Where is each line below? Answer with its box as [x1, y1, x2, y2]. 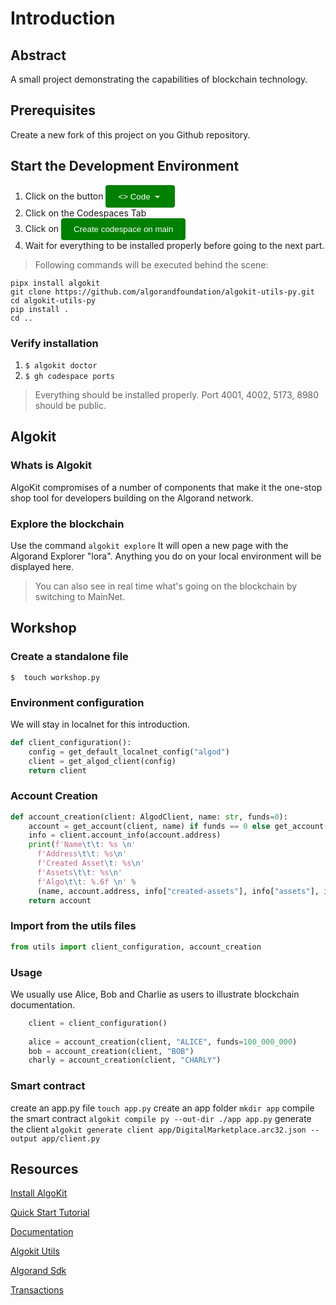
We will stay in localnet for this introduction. [10, 718, 191, 730]
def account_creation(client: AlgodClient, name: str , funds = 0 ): [10, 812, 288, 822]
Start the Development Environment [10, 158, 240, 175]
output [10, 1133, 38, 1144]
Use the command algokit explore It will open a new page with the [10, 539, 289, 551]
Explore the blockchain [10, 517, 125, 531]
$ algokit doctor [24, 360, 98, 371]
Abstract [10, 47, 67, 64]
